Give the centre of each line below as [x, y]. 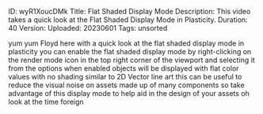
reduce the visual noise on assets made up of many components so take [126, 85]
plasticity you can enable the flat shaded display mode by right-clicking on [130, 51]
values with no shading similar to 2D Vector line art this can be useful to [125, 77]
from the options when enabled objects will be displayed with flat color [124, 68]
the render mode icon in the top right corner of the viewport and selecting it [131, 60]
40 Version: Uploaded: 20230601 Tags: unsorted [88, 28]
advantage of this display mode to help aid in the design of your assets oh [129, 93]
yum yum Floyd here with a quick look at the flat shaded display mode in [126, 43]
